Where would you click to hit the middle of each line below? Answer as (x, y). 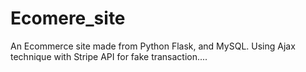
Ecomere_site (68, 18)
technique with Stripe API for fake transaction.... (109, 56)
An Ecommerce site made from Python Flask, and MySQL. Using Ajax (153, 46)
